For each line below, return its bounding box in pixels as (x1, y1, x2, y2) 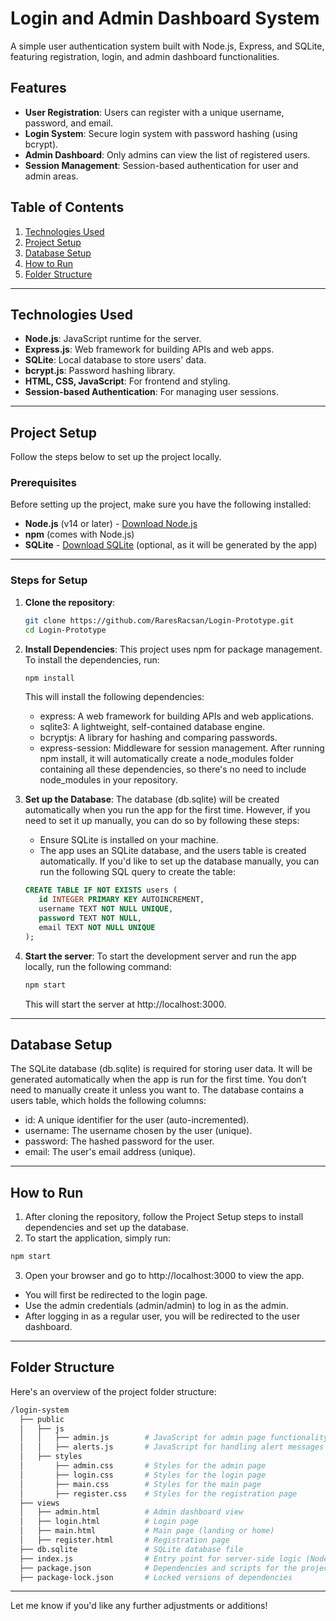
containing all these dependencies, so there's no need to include (39, 763, 307, 776)
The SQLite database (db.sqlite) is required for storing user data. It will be (10, 1063, 313, 1075)
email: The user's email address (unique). (24, 1146, 196, 1158)
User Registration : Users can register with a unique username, (24, 106, 285, 118)
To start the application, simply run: (24, 1232, 172, 1244)
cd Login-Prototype (24, 625, 107, 635)
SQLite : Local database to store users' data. (24, 354, 207, 366)
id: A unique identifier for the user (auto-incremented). (24, 1114, 250, 1126)
